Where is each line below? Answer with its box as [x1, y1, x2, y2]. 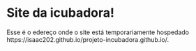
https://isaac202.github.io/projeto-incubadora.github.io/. [6, 35, 169, 43]
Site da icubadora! [6, 5, 114, 21]
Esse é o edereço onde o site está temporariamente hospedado [6, 28, 190, 36]
